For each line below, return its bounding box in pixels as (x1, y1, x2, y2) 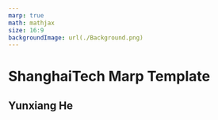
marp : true (8, 11, 44, 20)
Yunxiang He (8, 99, 74, 112)
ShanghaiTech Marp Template (8, 68, 211, 85)
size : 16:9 (8, 26, 44, 34)
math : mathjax (8, 19, 55, 27)
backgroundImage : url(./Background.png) (8, 33, 144, 42)
